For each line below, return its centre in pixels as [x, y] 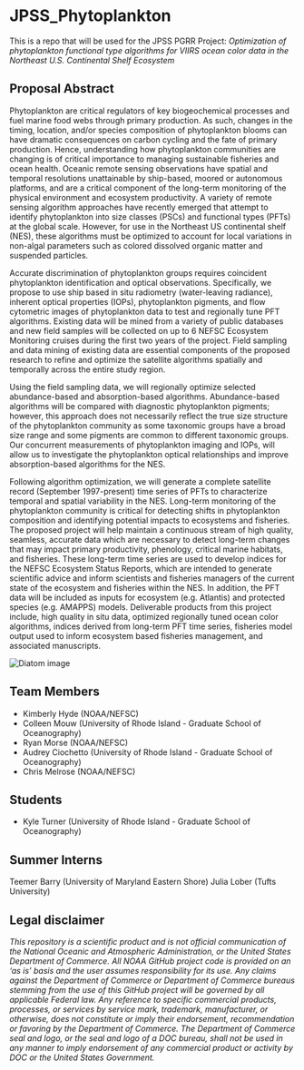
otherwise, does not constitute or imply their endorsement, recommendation [152, 1019]
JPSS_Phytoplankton [90, 16]
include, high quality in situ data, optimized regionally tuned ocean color [144, 616]
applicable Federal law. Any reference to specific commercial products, [143, 1000]
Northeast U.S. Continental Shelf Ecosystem [92, 60]
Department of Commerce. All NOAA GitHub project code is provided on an [151, 961]
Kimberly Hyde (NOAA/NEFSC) [80, 713]
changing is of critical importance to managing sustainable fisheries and [144, 159]
